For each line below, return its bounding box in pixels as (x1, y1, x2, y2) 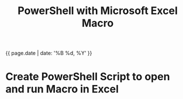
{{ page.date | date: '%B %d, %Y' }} (5, 50, 92, 57)
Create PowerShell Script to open (5, 70, 170, 83)
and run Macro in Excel (5, 83, 119, 96)
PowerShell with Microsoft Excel (18, 4, 178, 18)
